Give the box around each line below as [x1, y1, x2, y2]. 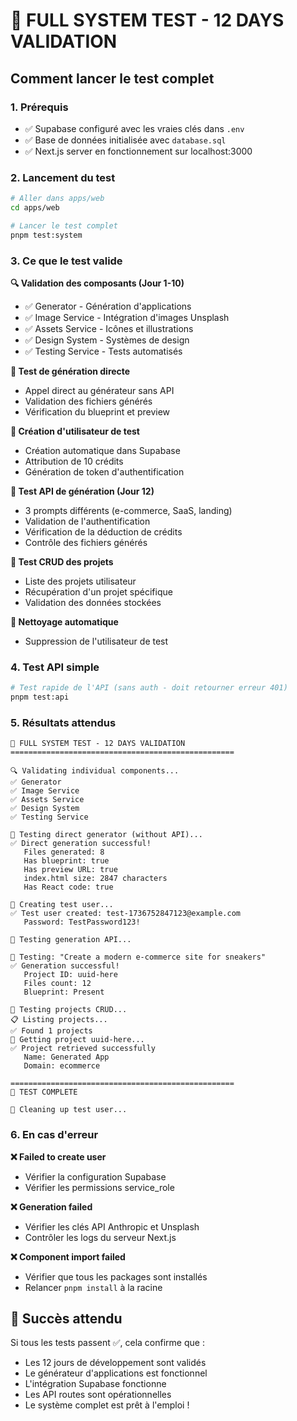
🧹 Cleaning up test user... [10, 1105, 128, 1115]
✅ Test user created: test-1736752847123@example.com [10, 909, 241, 919]
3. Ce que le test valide [10, 254, 123, 268]
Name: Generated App [23, 1052, 110, 1063]
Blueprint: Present [23, 987, 105, 998]
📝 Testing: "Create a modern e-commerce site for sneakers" [10, 952, 267, 963]
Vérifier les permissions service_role [24, 1181, 175, 1193]
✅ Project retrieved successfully [10, 1044, 156, 1054]
